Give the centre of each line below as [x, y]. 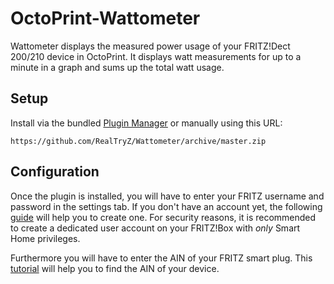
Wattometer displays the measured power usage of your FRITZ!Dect [150, 46]
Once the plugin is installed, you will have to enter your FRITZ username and [167, 196]
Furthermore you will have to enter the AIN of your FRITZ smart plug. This [161, 258]
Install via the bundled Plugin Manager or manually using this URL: [146, 123]
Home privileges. [45, 238]
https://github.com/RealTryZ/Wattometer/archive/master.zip [138, 141]
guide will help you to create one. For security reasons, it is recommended [163, 217]
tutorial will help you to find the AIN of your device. [115, 268]
